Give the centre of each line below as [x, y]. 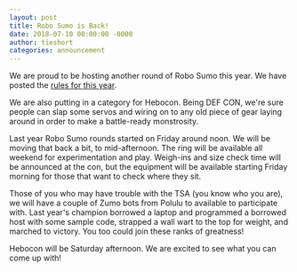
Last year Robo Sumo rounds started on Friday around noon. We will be [140, 139]
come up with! [36, 258]
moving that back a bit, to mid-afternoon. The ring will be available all [136, 148]
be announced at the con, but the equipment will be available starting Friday [148, 167]
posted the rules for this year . [63, 85]
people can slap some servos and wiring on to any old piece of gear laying [146, 112]
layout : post [33, 17]
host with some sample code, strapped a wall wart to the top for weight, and [149, 222]
